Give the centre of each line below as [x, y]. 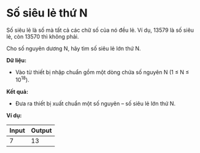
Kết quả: [17, 91]
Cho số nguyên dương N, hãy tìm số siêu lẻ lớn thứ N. [74, 48]
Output [41, 130]
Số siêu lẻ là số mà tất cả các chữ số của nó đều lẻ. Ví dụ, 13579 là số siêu [100, 30]
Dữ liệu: [16, 60]
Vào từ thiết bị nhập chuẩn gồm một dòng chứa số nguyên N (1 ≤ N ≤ [102, 72]
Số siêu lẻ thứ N [47, 13]
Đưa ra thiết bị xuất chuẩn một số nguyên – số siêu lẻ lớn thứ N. [95, 103]
